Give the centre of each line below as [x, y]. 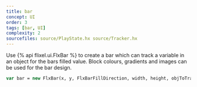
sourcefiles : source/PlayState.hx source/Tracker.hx [72, 39]
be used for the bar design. [39, 67]
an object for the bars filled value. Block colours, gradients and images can [97, 61]
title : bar [19, 11]
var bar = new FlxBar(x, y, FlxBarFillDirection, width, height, [87, 78]
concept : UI [21, 17]
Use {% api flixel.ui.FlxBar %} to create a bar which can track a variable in [95, 55]
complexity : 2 [23, 33]
